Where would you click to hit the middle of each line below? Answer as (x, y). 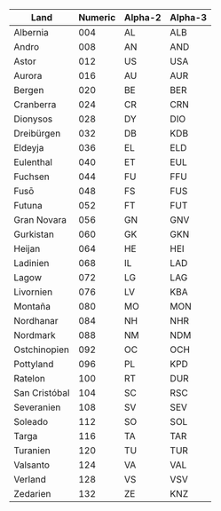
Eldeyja (29, 148)
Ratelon (30, 378)
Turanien (32, 450)
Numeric (97, 17)
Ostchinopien (41, 350)
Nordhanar (36, 321)
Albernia (31, 32)
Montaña (32, 307)
